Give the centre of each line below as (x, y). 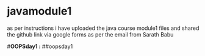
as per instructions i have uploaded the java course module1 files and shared (103, 28)
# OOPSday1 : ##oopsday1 (40, 46)
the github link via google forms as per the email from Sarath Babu (90, 34)
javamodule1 (39, 11)
